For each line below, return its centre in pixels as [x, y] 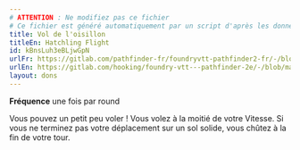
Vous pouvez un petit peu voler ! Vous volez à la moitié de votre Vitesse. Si [146, 118]
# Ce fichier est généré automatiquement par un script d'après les [139, 26]
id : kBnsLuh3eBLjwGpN [50, 51]
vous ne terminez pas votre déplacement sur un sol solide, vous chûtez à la [148, 128]
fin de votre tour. [40, 137]
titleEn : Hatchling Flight [59, 42]
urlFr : [21, 59]
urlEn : [21, 68]
